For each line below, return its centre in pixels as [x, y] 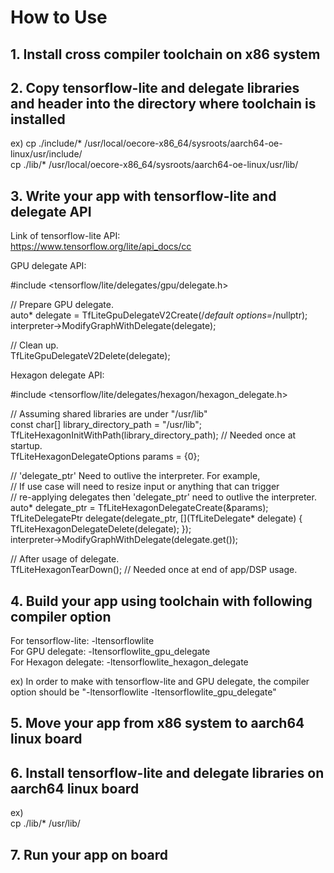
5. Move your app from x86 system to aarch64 [157, 723]
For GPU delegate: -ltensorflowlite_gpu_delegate [110, 652]
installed [38, 119]
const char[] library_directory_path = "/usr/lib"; [106, 425]
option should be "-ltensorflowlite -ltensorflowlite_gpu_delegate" [143, 692]
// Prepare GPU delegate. [62, 305]
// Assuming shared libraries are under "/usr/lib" [109, 414]
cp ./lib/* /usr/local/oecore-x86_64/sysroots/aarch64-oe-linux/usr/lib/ [154, 165]
